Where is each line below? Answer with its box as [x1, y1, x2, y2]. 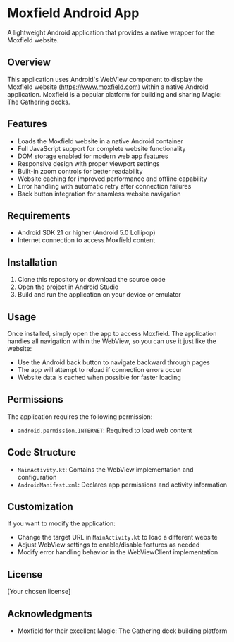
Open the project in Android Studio [17, 283, 119, 291]
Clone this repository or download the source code [17, 275, 166, 284]
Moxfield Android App [7, 5, 140, 21]
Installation [7, 256, 58, 268]
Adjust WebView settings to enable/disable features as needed [17, 540, 200, 549]
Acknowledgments [7, 607, 93, 619]
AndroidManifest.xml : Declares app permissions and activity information [17, 480, 228, 489]
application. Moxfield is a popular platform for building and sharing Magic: [7, 90, 222, 98]
